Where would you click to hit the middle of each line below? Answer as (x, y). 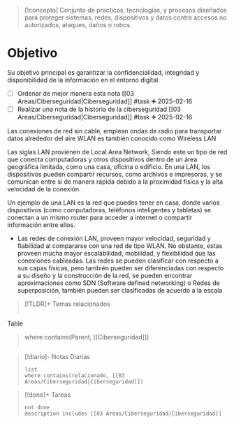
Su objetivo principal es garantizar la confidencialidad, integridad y (103, 72)
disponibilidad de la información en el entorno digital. (84, 80)
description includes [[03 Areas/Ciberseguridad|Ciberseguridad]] (123, 414)
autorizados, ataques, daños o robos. (78, 25)
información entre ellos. (41, 225)
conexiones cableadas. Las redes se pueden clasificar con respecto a (118, 261)
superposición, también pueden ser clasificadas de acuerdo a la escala (120, 291)
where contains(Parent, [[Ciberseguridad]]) (87, 337)
